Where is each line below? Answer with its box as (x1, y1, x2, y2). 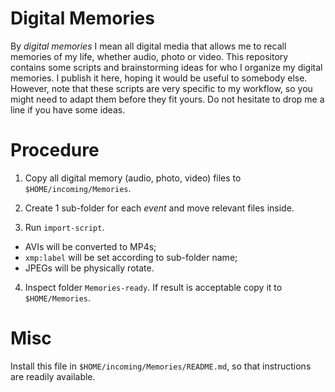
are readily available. (10, 370, 96, 382)
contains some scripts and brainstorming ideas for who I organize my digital (10, 61, 323, 73)
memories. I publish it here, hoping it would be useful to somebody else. (10, 72, 308, 84)
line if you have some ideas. (10, 103, 126, 116)
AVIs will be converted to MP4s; (24, 240, 157, 252)
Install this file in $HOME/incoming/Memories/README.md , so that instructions (10, 360, 312, 372)
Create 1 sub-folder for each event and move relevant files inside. (24, 202, 295, 214)
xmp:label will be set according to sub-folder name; (24, 251, 238, 263)
